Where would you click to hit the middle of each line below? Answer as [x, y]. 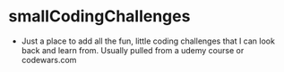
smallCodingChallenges [99, 16]
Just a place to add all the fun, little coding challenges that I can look [148, 41]
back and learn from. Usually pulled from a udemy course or [133, 50]
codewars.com [49, 60]
